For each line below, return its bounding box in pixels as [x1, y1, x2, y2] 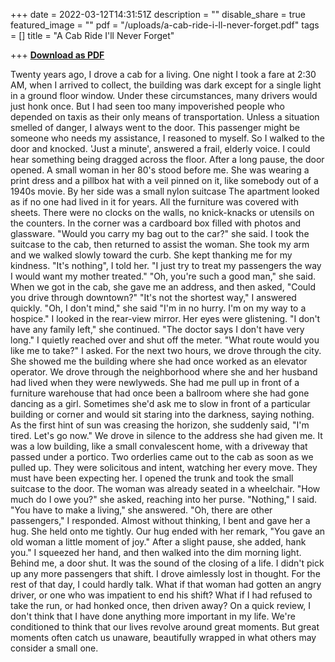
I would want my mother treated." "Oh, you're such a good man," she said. [10, 270, 317, 282]
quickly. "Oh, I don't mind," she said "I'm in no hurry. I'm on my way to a [10, 302, 307, 314]
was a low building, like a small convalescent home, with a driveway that [10, 440, 308, 452]
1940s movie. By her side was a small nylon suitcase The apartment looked [10, 185, 320, 197]
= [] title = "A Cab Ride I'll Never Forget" [10, 30, 175, 41]
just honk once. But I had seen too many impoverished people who [10, 100, 285, 112]
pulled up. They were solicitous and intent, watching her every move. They [10, 462, 318, 473]
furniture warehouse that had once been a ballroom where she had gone [10, 387, 310, 399]
